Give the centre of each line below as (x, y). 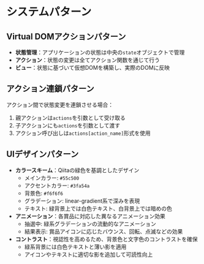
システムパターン (49, 12)
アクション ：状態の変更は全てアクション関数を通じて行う (88, 60)
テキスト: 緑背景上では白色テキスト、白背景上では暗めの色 (98, 208)
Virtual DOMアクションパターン (66, 36)
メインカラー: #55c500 (52, 178)
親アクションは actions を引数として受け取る (70, 118)
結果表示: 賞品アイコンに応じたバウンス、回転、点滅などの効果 (104, 231)
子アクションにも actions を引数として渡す (68, 125)
